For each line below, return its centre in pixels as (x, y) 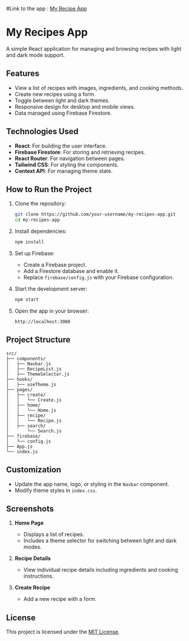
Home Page (29, 523)
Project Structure (38, 340)
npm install (29, 242)
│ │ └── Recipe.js (34, 421)
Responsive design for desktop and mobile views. (75, 106)
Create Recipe (32, 588)
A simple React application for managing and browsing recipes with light (94, 48)
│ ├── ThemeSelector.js (38, 374)
